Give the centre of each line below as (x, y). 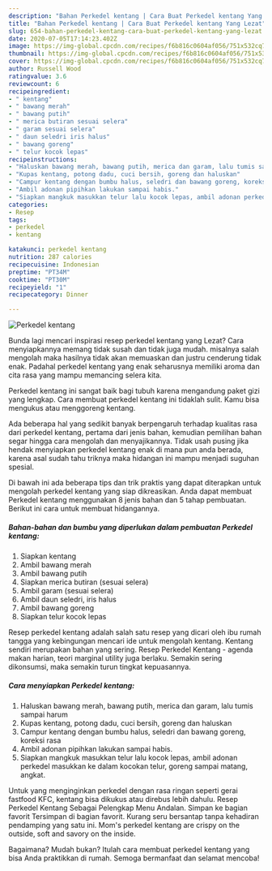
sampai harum (44, 714)
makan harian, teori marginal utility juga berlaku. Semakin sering (115, 658)
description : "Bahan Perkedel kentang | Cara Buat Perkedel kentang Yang (136, 16)
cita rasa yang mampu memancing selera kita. (85, 375)
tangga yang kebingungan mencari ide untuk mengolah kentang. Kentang (131, 641)
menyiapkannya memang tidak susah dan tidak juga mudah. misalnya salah (134, 349)
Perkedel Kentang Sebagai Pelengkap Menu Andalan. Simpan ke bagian (128, 808)
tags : (17, 220)
